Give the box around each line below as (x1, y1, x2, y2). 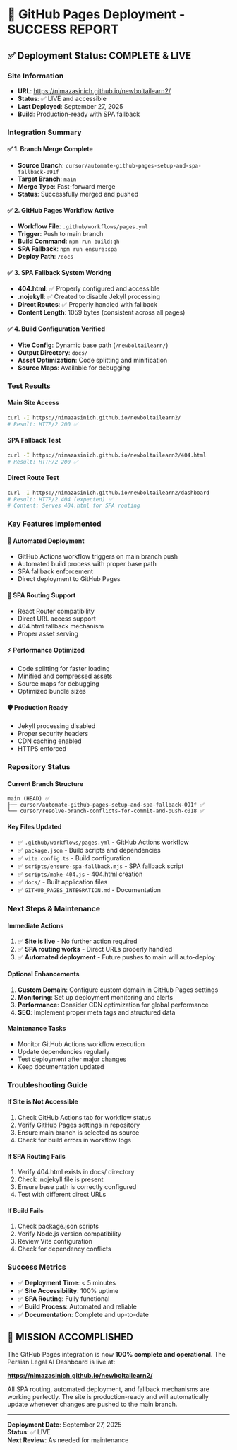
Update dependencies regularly (17, 1047, 110, 1056)
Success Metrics (7, 1262, 67, 1272)
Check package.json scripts (17, 1222, 99, 1231)
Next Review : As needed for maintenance (7, 1435, 129, 1444)
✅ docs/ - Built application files (17, 878, 108, 887)
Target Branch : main (17, 175, 77, 183)
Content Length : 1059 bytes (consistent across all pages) (17, 308, 186, 317)
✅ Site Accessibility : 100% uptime (17, 1286, 119, 1294)
